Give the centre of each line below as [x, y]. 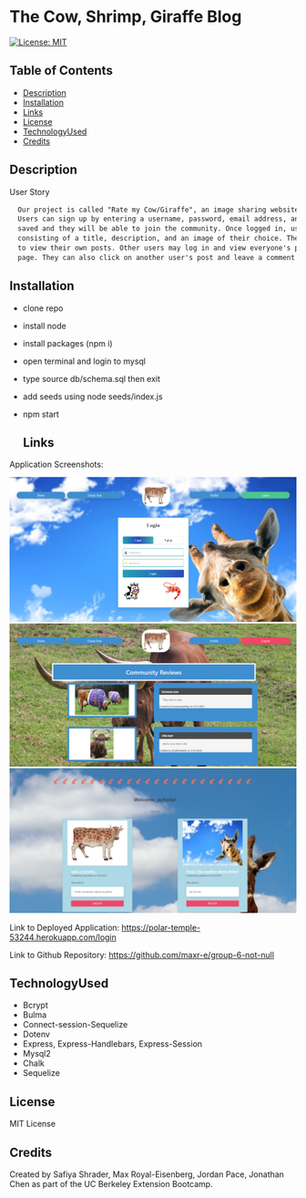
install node [44, 325]
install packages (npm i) [67, 343]
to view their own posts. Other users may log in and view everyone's [154, 248]
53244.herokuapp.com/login [63, 937]
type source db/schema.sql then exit [92, 378]
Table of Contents [61, 71]
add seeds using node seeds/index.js [92, 396]
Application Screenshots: [56, 465]
